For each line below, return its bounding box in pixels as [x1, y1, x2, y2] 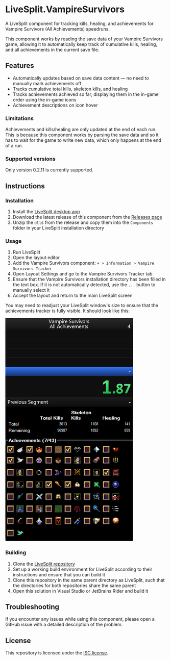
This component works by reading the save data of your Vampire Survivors [5, 36, 163, 42]
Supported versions [5, 155, 56, 162]
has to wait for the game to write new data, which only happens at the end [5, 137, 162, 143]
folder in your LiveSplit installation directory [12, 225, 105, 231]
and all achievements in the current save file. [5, 46, 100, 53]
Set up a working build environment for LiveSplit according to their [12, 566, 153, 572]
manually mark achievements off [12, 80, 82, 86]
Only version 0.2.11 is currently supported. [5, 167, 93, 173]
